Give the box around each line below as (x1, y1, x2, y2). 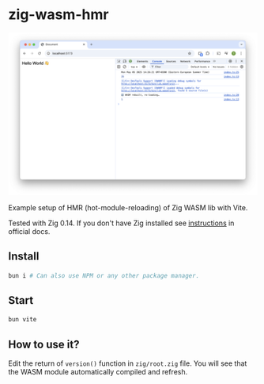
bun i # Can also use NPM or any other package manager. (8, 271, 200, 279)
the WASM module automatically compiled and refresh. (8, 367, 188, 376)
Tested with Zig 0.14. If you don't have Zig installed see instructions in (8, 218, 235, 228)
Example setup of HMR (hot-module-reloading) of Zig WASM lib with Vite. (8, 202, 248, 212)
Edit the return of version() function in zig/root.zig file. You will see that (8, 359, 247, 368)
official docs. (8, 226, 51, 236)
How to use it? (8, 337, 80, 351)
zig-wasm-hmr (8, 6, 109, 24)
